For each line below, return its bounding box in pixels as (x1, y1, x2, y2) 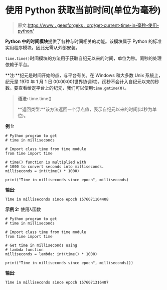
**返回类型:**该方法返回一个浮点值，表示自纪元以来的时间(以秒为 (17, 106, 152, 112)
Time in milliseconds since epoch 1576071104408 (5, 197, 109, 202)
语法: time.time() (17, 95, 52, 101)
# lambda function (5, 247, 44, 252)
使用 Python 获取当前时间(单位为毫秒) (5, 5, 161, 16)
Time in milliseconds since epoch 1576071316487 (5, 280, 109, 285)
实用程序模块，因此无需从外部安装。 (5, 44, 80, 50)
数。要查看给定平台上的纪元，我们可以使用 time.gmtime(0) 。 (5, 85, 129, 91)
